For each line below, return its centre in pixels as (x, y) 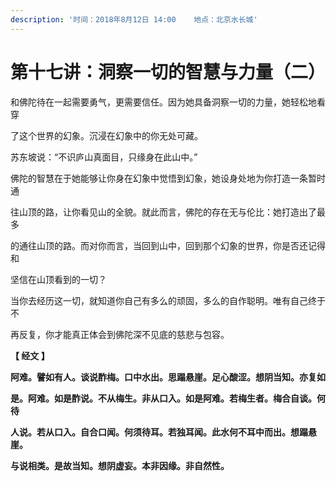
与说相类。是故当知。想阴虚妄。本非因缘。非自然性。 (120, 465)
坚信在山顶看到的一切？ (58, 279)
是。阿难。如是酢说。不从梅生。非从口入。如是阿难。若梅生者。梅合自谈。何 (168, 398)
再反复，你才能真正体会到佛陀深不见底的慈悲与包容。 (120, 334)
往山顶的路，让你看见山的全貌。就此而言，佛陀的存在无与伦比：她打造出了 (163, 212)
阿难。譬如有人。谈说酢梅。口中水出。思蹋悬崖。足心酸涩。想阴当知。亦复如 (168, 377)
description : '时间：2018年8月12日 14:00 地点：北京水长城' (134, 19)
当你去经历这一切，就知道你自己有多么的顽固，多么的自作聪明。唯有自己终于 (168, 300)
